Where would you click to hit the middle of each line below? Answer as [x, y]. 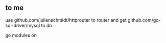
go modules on [21, 35]
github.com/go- [144, 20]
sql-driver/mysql [23, 25]
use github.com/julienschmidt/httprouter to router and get [66, 20]
